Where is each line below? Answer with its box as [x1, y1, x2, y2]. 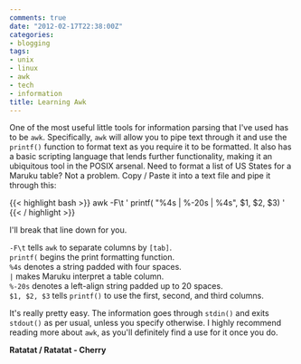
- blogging [9, 38, 51, 48]
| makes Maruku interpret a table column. [9, 271, 165, 282]
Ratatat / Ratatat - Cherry [9, 345, 107, 356]
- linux [9, 64, 39, 73]
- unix [9, 55, 34, 64]
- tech [9, 81, 34, 90]
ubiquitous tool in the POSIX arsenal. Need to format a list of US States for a [9, 160, 292, 172]
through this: [9, 180, 57, 191]
